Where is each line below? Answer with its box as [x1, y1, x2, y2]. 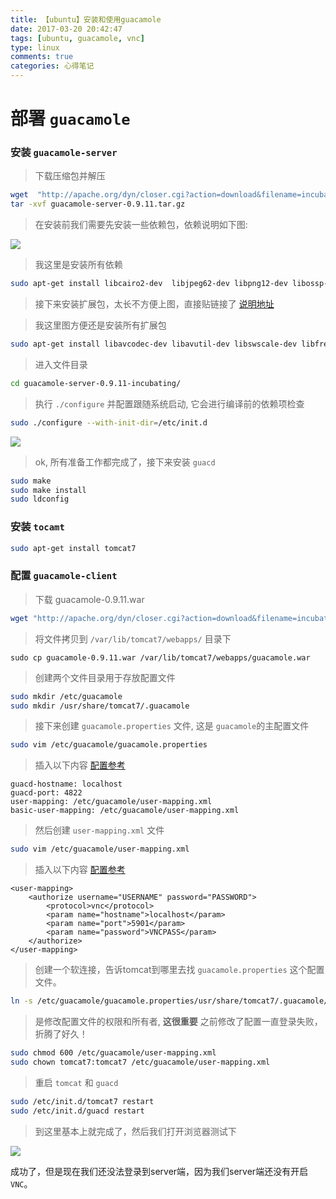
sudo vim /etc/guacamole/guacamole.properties [10, 740, 208, 750]
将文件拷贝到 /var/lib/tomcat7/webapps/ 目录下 [34, 632, 232, 645]
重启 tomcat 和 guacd [34, 1076, 119, 1088]
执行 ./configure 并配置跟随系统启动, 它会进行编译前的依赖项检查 [34, 397, 305, 410]
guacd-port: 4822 [10, 788, 83, 798]
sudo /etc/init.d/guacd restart [10, 1106, 145, 1116]
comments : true [10, 52, 74, 62]
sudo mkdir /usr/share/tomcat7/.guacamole [10, 701, 190, 711]
